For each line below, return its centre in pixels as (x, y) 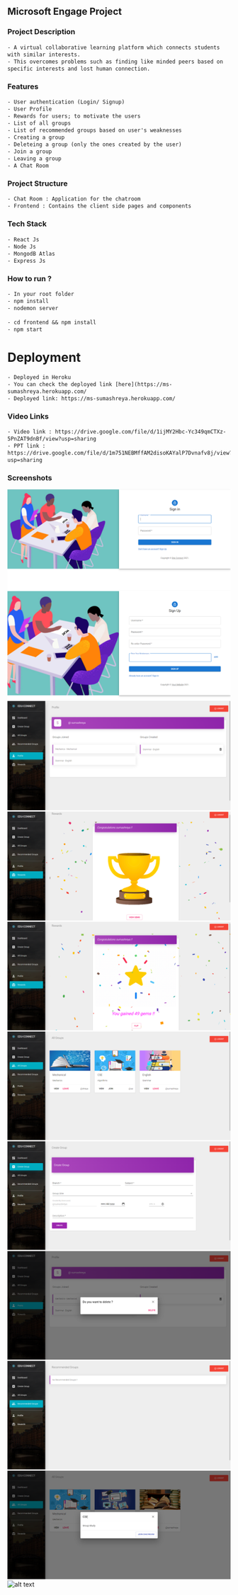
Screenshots (30, 478)
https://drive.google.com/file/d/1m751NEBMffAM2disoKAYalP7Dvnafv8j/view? (120, 453)
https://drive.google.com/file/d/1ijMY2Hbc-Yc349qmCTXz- (141, 432)
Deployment (44, 358)
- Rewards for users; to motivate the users (74, 116)
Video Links (28, 416)
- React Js (23, 239)
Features (23, 86)
